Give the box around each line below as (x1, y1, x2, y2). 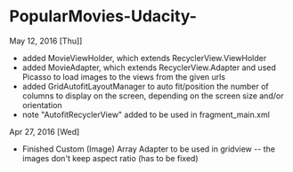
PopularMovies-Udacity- (9, 6, 198, 27)
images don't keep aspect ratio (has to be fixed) (21, 152, 199, 163)
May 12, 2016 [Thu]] (9, 35, 83, 46)
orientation (21, 99, 62, 110)
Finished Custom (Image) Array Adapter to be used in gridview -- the (21, 144, 276, 154)
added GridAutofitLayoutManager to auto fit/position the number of (21, 81, 269, 91)
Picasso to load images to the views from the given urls (21, 71, 225, 82)
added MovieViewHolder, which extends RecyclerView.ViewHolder (21, 52, 267, 63)
